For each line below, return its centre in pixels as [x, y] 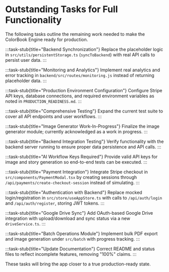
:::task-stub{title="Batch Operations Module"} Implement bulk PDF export [81, 234]
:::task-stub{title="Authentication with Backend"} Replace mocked [74, 192]
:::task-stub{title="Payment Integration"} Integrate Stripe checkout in [76, 172]
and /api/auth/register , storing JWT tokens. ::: [55, 203]
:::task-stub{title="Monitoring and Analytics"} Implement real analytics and [83, 70]
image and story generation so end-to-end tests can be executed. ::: [76, 162]
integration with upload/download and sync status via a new [68, 218]
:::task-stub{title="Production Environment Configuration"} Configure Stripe [84, 90]
